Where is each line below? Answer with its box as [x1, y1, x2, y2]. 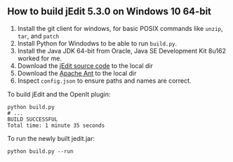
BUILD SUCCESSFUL [7, 116, 58, 123]
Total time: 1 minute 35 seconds [7, 122, 105, 129]
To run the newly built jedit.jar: [7, 134, 95, 142]
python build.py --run [7, 147, 74, 155]
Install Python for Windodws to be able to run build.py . [17, 39, 178, 48]
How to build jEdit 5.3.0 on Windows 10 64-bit [7, 6, 212, 18]
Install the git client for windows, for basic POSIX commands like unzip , [17, 24, 223, 32]
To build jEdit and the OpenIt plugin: [7, 90, 111, 98]
